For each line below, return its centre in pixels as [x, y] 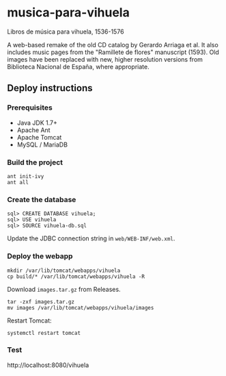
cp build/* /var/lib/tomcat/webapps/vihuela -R [76, 276]
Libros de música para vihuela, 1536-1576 [66, 32]
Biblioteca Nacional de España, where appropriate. [78, 66]
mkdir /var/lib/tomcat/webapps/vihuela [64, 271]
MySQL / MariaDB [42, 145]
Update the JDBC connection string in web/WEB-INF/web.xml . [91, 238]
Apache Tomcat [39, 137]
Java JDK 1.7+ [37, 123]
